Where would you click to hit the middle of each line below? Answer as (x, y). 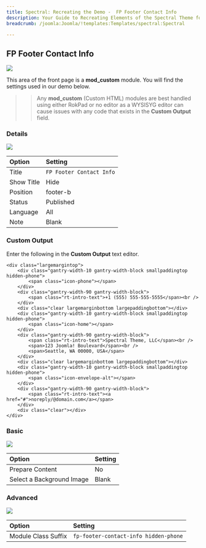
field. (43, 118)
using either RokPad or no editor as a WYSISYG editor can (110, 105)
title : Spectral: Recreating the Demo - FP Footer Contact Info (91, 12)
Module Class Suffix (38, 536)
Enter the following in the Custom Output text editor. (73, 254)
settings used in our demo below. (48, 87)
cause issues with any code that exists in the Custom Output (114, 112)
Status (19, 202)
